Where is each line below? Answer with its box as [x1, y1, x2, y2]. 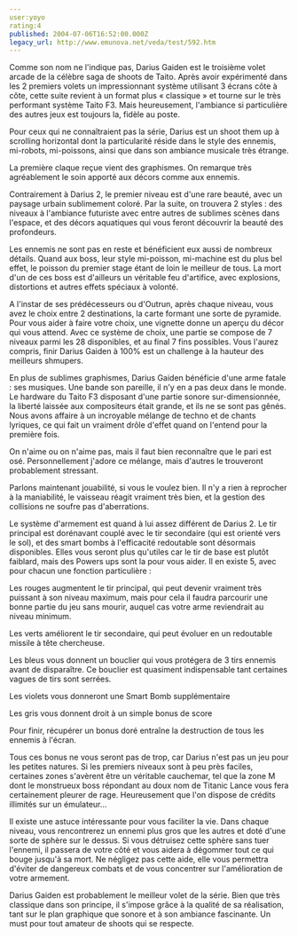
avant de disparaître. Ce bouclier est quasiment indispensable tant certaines [9, 665, 288, 675]
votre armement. [9, 873, 70, 884]
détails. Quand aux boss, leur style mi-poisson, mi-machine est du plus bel [9, 254, 282, 264]
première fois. [9, 429, 60, 440]
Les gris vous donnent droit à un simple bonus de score [9, 708, 213, 719]
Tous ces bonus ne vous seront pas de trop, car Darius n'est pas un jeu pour [9, 752, 289, 763]
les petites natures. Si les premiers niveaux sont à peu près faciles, [9, 761, 254, 772]
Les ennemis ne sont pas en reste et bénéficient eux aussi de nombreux [9, 244, 272, 255]
